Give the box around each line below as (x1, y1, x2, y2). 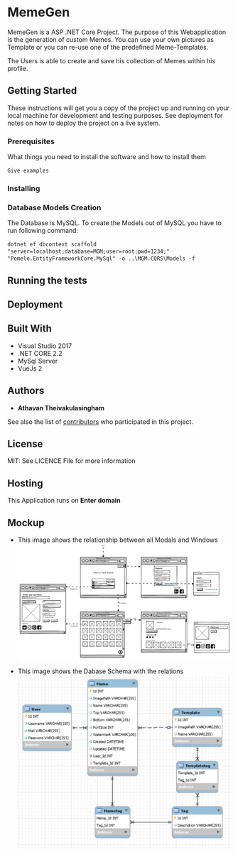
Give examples (7, 168, 50, 175)
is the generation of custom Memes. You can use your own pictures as (7, 35, 215, 43)
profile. (7, 64, 28, 72)
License (7, 438, 43, 450)
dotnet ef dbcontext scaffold (7, 241, 97, 249)
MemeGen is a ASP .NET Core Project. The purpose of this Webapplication (7, 28, 226, 36)
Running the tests (7, 274, 87, 286)
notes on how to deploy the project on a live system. (7, 119, 161, 127)
